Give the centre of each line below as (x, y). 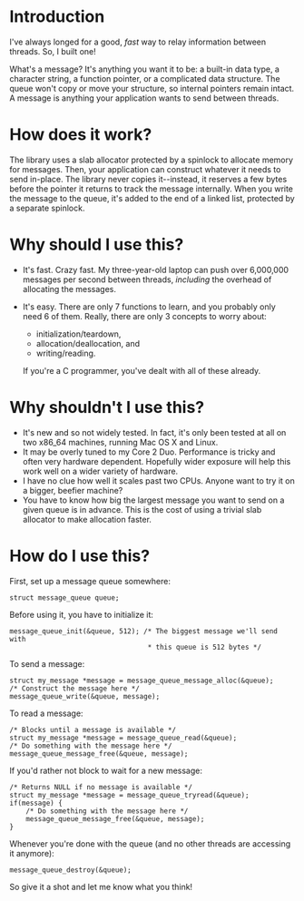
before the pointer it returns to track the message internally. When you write (151, 189)
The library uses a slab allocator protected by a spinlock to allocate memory (151, 160)
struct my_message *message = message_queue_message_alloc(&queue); (142, 681)
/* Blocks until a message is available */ (93, 730)
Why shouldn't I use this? (107, 407)
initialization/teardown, (78, 334)
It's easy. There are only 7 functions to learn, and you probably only (149, 307)
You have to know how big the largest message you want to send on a (153, 500)
